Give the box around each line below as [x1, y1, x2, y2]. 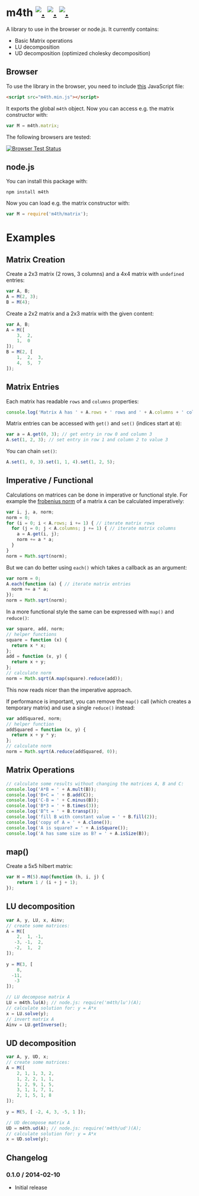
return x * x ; [11, 642, 46, 648]
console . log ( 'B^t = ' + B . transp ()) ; [6, 809, 99, 815]
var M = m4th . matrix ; [6, 122, 60, 129]
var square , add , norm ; [6, 626, 65, 632]
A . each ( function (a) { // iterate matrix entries [6, 581, 131, 587]
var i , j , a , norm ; [6, 509, 54, 515]
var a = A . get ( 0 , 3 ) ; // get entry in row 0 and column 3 [6, 431, 152, 437]
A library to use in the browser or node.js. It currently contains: [6, 26, 159, 33]
